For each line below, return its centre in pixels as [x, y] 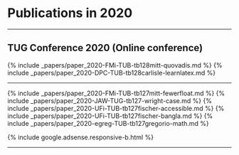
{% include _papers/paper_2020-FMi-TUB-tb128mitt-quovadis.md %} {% [115, 65]
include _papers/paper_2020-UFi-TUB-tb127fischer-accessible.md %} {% [116, 108]
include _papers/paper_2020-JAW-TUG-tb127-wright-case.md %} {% [110, 100]
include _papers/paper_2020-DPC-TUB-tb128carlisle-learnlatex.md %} [111, 73]
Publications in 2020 [70, 13]
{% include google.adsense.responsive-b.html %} [81, 137]
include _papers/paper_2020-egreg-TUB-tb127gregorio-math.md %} [108, 123]
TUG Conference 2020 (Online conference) [105, 48]
